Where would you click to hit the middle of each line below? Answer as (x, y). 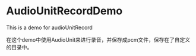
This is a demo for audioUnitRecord (50, 27)
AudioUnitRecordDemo (64, 11)
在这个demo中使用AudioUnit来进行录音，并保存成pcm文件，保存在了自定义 (98, 39)
